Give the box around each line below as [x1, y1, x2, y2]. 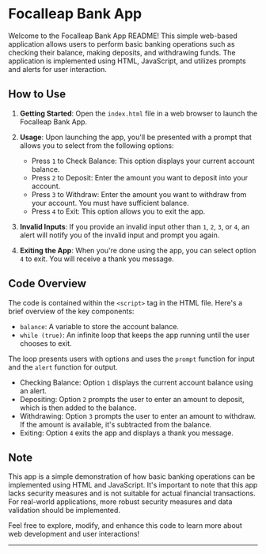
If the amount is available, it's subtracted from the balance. [19, 419, 212, 429]
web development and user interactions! [8, 529, 140, 539]
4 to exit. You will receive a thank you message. [19, 254, 174, 264]
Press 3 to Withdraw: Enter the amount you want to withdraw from [31, 189, 247, 199]
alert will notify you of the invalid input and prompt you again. [19, 230, 220, 240]
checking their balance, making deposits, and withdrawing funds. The [8, 47, 236, 57]
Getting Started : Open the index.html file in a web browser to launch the [19, 108, 258, 118]
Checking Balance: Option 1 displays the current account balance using [19, 378, 253, 387]
